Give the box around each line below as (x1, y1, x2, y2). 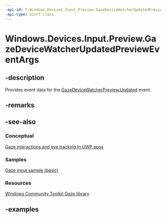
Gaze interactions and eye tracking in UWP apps (5, 144, 104, 149)
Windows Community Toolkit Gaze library (5, 191, 90, 197)
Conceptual (5, 133, 34, 140)
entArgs (5, 54, 40, 65)
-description (5, 73, 44, 82)
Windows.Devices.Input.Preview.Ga (5, 33, 157, 44)
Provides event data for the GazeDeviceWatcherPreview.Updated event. (5, 87, 152, 93)
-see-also (5, 118, 36, 126)
